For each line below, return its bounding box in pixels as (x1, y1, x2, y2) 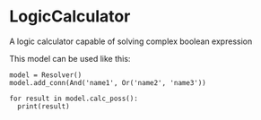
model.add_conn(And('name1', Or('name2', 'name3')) (9, 78, 206, 87)
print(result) (17, 101, 70, 111)
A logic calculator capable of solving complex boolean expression (9, 36, 253, 47)
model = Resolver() (9, 70, 83, 80)
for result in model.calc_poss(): (9, 94, 139, 103)
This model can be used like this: (9, 53, 131, 64)
